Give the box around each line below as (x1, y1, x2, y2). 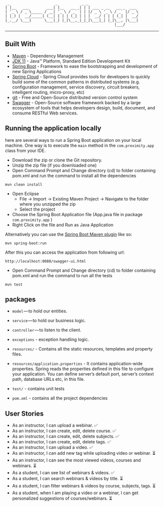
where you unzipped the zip (19, 201, 76, 207)
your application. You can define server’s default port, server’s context (12, 371, 154, 377)
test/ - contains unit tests (12, 386, 65, 392)
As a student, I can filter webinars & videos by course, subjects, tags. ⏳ (12, 483, 156, 489)
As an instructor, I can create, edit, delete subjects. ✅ (12, 434, 120, 440)
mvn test (5, 282, 23, 287)
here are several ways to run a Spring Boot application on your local (5, 137, 142, 143)
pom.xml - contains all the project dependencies (12, 395, 108, 401)
